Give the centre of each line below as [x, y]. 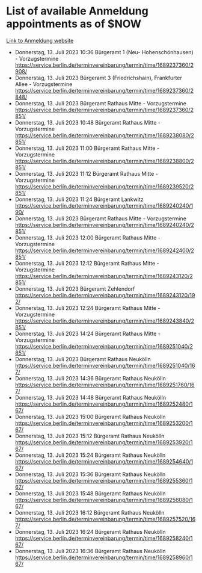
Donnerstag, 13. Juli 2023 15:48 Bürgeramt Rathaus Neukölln [90, 493]
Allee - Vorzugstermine [44, 84]
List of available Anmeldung [77, 11]
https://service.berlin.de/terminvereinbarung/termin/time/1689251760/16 [105, 385]
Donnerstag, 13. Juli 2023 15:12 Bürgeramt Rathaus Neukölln [90, 436]
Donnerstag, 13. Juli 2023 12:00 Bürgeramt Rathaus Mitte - [87, 237]
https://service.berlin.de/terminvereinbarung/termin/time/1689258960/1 [104, 557]
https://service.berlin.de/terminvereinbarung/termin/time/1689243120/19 [105, 295]
